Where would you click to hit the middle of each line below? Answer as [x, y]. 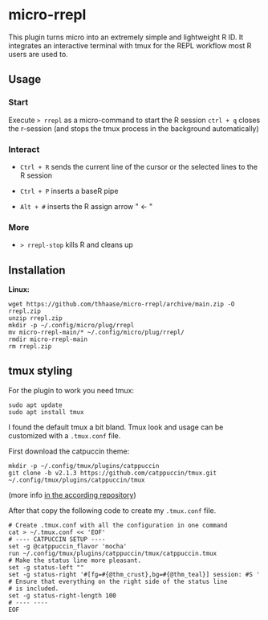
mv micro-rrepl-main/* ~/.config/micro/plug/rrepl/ [96, 333]
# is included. [34, 589]
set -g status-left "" [46, 567]
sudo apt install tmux [46, 412]
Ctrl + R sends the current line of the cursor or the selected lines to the [139, 166]
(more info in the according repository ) [72, 495]
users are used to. [38, 54]
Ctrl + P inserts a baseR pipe [69, 191]
